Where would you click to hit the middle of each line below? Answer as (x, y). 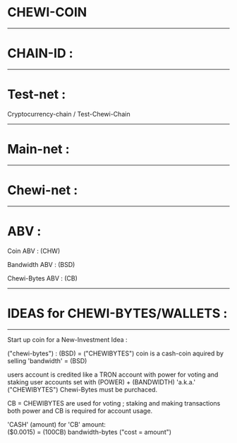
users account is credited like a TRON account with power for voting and (113, 374)
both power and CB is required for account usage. (80, 410)
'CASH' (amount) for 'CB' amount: (56, 424)
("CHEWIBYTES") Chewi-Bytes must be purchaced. (82, 389)
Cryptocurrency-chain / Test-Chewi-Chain (69, 114)
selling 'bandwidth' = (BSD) (47, 360)
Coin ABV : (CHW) (34, 251)
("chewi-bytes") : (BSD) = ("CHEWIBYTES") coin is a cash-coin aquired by (116, 353)
